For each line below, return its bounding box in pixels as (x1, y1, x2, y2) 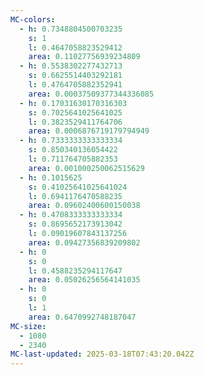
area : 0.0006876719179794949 (28, 126, 150, 136)
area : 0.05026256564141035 (28, 275, 141, 285)
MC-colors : (10, 14, 56, 25)
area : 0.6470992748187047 (28, 312, 137, 322)
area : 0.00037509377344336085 (28, 89, 155, 99)
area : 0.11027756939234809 (28, 52, 141, 62)
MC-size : (10, 321, 47, 331)
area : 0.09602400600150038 (28, 201, 141, 211)
